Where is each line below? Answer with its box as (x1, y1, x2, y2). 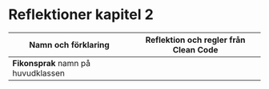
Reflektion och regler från (145, 34, 246, 45)
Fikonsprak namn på (12, 57, 90, 68)
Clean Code (172, 44, 219, 55)
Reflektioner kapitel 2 (8, 6, 154, 24)
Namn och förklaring (29, 39, 110, 50)
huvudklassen (12, 68, 66, 79)
